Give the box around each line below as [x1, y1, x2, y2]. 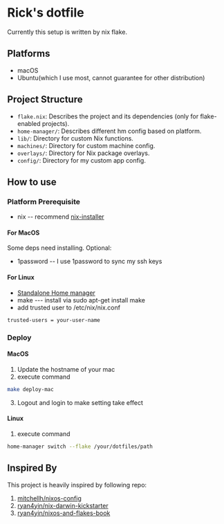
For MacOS [7, 228, 40, 237]
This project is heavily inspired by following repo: [7, 480, 147, 489]
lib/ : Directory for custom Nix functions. [17, 134, 133, 143]
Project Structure [7, 93, 83, 105]
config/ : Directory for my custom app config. [17, 156, 147, 164]
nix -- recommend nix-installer [17, 213, 105, 221]
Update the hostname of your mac [17, 365, 115, 373]
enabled [17, 119, 41, 127]
